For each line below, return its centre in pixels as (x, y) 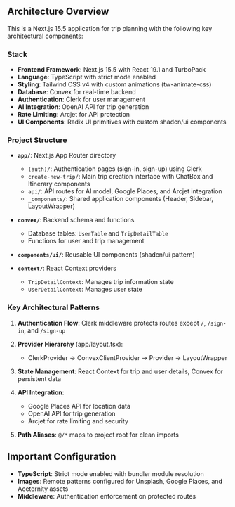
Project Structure (37, 140)
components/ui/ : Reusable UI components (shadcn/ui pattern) (106, 255)
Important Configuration (62, 457)
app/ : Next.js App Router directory (67, 155)
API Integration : (41, 392)
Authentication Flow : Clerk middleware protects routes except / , (112, 323)
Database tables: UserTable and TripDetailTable (98, 233)
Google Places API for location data (79, 406)
